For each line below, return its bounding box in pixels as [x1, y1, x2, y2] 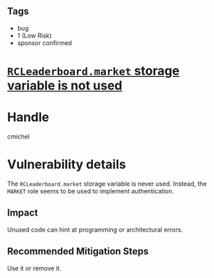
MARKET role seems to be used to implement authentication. [7, 186, 175, 195]
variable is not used [7, 78, 123, 93]
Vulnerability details [7, 157, 126, 173]
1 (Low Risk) [17, 31, 52, 40]
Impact [7, 207, 38, 219]
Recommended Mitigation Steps [7, 245, 149, 257]
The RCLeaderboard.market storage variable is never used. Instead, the [7, 180, 207, 188]
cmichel [7, 132, 30, 141]
